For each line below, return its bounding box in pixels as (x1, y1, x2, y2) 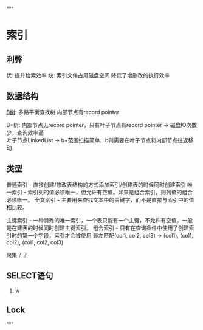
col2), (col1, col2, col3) (6, 238, 64, 246)
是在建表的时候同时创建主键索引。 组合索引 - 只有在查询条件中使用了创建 (6, 224, 190, 232)
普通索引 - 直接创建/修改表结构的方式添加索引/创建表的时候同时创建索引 (6, 180, 187, 188)
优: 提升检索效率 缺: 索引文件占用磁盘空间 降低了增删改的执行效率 (6, 72, 170, 78)
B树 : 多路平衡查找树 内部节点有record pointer (6, 108, 120, 115)
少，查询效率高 (6, 129, 44, 136)
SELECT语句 (6, 270, 53, 281)
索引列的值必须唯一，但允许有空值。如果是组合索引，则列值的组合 (27, 188, 193, 196)
